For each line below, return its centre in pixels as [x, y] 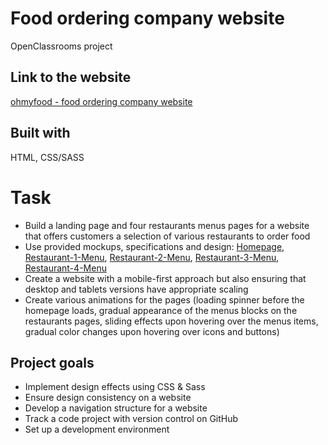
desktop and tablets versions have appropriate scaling [136, 289]
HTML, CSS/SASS [47, 157]
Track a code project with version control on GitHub [131, 419]
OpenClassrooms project [61, 46]
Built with [40, 133]
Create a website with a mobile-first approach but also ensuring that [165, 278]
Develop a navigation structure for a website [116, 408]
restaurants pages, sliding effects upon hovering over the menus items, [171, 321]
